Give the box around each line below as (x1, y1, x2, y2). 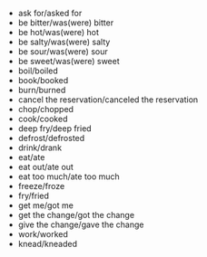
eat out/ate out (17, 162, 74, 172)
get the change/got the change (17, 210, 134, 220)
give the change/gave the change (17, 219, 144, 230)
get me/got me (17, 200, 74, 211)
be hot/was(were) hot (17, 27, 100, 37)
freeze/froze (17, 181, 65, 191)
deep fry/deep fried (17, 123, 93, 134)
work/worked (17, 229, 68, 239)
